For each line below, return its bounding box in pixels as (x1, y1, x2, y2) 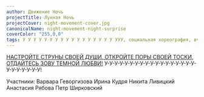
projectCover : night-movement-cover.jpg (6, 20, 110, 26)
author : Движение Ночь (6, 8, 64, 15)
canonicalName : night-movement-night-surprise (6, 25, 126, 32)
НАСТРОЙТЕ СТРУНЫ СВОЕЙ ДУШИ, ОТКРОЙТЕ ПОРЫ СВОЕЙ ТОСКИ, (6, 54, 194, 60)
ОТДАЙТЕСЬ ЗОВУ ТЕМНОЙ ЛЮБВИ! (6, 60, 103, 67)
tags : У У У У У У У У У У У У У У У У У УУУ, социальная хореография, (6, 37, 191, 43)
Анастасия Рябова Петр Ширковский (6, 84, 103, 91)
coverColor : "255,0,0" (6, 31, 64, 37)
